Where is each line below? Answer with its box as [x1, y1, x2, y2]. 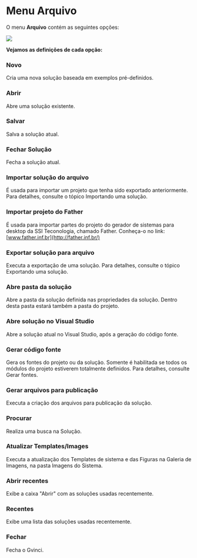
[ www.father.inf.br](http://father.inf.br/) [6, 234, 100, 241]
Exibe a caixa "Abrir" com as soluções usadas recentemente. [6, 490, 154, 497]
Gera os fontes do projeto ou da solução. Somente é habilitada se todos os [6, 359, 187, 366]
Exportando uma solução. [6, 268, 69, 275]
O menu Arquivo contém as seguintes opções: [6, 24, 119, 31]
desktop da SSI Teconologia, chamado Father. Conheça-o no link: [6, 227, 165, 234]
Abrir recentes [6, 477, 49, 485]
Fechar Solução [6, 145, 52, 153]
